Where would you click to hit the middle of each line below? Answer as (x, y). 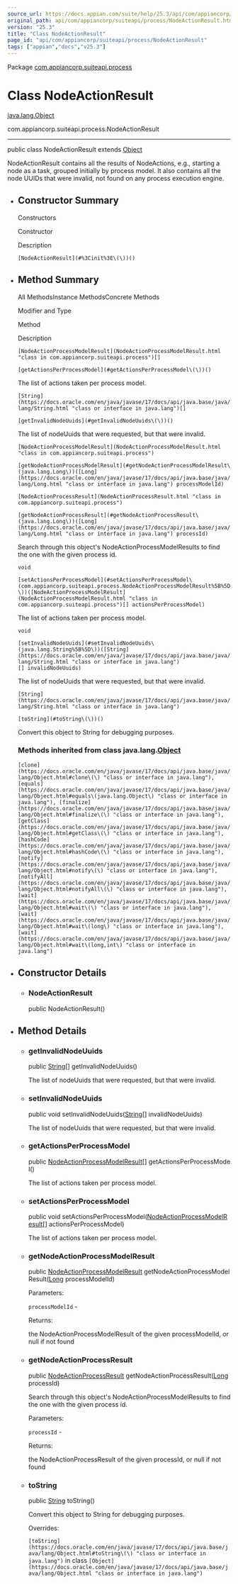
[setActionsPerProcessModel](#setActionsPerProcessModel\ (105, 580)
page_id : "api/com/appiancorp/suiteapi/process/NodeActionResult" (107, 40)
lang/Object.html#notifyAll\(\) (65, 889)
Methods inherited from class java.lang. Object (99, 750)
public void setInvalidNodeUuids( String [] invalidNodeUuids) (115, 1114)
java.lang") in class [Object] (71, 1561)
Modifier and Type (45, 311)
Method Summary (58, 280)
